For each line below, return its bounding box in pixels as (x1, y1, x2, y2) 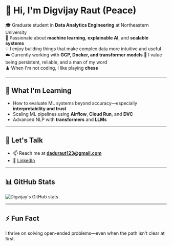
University (5, 29, 27, 35)
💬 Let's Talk (5, 136, 44, 145)
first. (5, 236, 15, 242)
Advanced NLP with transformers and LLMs (12, 116, 107, 122)
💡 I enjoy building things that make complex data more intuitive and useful (5, 46, 161, 52)
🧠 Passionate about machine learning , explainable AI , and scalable (5, 34, 149, 40)
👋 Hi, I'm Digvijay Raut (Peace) (5, 5, 137, 16)
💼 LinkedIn (12, 157, 35, 163)
